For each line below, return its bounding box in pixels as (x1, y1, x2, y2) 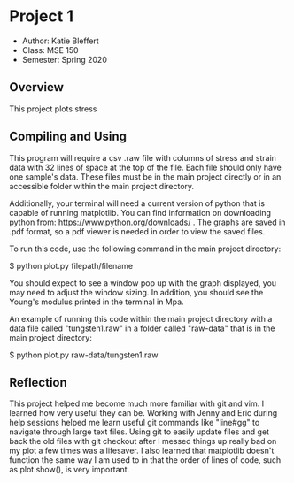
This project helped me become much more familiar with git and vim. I (9, 398, 264, 409)
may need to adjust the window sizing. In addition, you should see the (9, 287, 264, 297)
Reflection (9, 374, 68, 390)
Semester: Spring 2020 (21, 54, 108, 65)
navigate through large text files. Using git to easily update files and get (9, 426, 270, 437)
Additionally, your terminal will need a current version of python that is (9, 197, 266, 209)
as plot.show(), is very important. (9, 464, 130, 475)
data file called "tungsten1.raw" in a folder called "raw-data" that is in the (9, 323, 275, 333)
